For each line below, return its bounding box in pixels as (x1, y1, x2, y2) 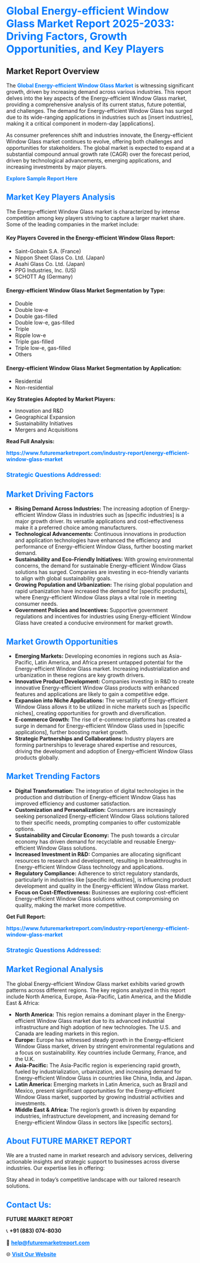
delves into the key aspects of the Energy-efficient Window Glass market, (6, 94, 187, 102)
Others (14, 351, 32, 358)
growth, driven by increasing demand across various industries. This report (6, 88, 192, 95)
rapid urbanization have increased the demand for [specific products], (14, 587, 188, 595)
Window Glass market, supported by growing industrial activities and (14, 1093, 184, 1100)
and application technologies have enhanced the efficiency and (14, 537, 171, 544)
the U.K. (14, 1055, 35, 1062)
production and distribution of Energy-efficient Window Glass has (14, 793, 176, 801)
